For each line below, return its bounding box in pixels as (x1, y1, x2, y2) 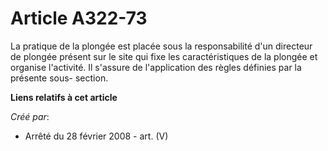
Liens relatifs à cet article (10, 91, 118, 103)
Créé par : (10, 110, 50, 122)
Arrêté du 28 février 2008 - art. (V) (24, 130, 169, 142)
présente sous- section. (10, 72, 109, 84)
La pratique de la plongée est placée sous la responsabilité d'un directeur (10, 40, 313, 52)
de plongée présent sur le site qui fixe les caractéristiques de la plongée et (10, 50, 318, 62)
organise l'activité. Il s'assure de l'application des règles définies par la (10, 61, 302, 73)
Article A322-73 (10, 7, 148, 30)
